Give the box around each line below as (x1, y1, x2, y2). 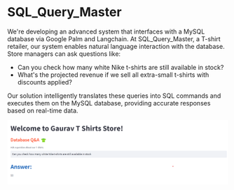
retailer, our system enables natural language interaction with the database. (7, 42, 226, 50)
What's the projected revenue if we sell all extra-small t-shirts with (17, 71, 209, 79)
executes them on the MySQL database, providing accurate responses (7, 98, 211, 107)
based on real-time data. (7, 106, 78, 115)
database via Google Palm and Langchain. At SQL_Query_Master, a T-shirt (7, 34, 221, 43)
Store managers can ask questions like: (7, 50, 121, 58)
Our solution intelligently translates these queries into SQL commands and (7, 92, 221, 100)
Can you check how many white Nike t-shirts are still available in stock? (17, 63, 224, 71)
